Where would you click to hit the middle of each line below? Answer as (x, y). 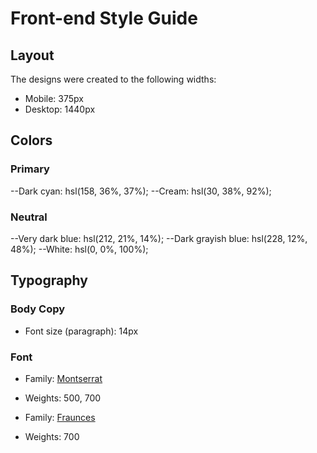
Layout (32, 55)
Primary (30, 169)
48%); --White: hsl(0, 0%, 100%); (79, 249)
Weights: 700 (52, 436)
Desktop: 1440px (60, 109)
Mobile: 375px (54, 98)
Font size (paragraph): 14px (81, 331)
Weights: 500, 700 (63, 398)
